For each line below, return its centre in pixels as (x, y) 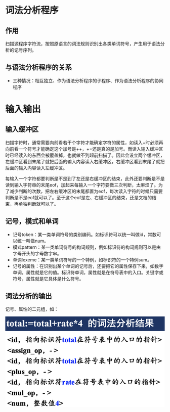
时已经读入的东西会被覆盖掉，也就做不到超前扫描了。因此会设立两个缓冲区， (85, 155)
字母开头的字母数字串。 (37, 253)
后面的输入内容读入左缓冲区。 (36, 168)
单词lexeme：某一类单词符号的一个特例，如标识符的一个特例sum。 (82, 260)
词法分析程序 (32, 10)
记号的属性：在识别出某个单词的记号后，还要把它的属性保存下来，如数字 (88, 266)
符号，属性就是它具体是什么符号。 (48, 279)
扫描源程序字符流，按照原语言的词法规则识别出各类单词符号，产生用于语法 (83, 44)
